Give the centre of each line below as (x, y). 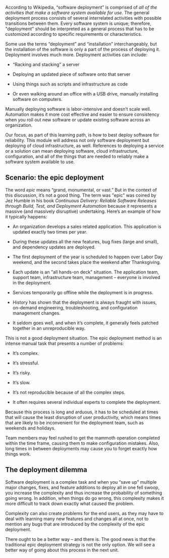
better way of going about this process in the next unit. (62, 550)
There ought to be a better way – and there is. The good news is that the (80, 539)
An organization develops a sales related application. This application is (87, 226)
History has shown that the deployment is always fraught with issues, (85, 302)
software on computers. (37, 99)
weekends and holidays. (30, 428)
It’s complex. (26, 353)
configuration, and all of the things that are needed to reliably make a (77, 156)
